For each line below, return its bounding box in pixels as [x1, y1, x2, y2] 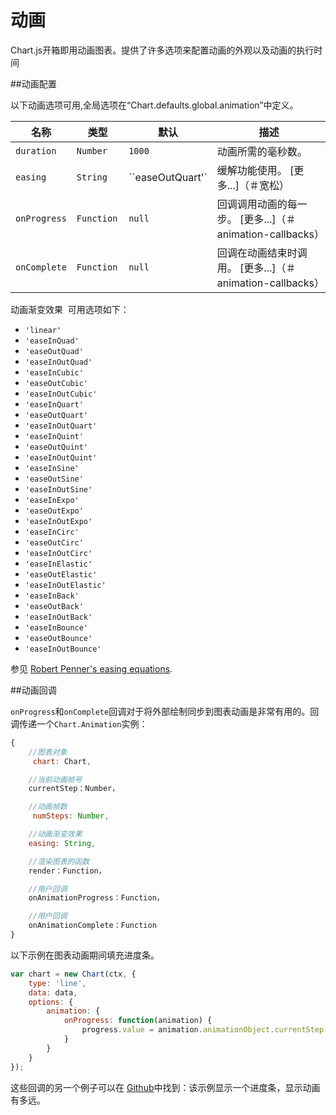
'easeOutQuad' [24, 346, 84, 356]
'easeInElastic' [24, 559, 93, 569]
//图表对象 [28, 747, 68, 757]
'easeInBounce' [24, 622, 89, 633]
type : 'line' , [28, 978, 87, 988]
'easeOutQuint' [24, 442, 89, 452]
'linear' [24, 325, 62, 335]
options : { [28, 997, 74, 1007]
